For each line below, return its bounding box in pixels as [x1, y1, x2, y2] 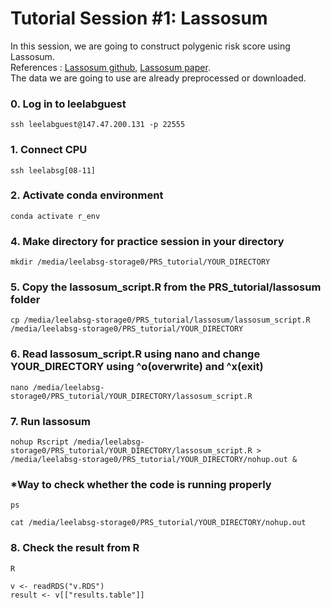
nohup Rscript [10, 437, 70, 447]
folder [10, 293, 41, 307]
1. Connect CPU [10, 143, 88, 157]
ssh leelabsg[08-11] [10, 165, 97, 176]
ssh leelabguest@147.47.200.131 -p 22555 [10, 120, 186, 130]
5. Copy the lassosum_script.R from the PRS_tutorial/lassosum [10, 280, 322, 294]
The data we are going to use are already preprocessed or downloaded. [10, 72, 307, 84]
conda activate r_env [10, 211, 101, 221]
